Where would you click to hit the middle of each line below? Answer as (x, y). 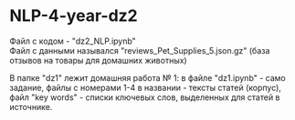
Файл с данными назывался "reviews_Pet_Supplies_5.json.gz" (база (140, 50)
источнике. (31, 106)
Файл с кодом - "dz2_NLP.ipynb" (73, 41)
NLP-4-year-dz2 (74, 16)
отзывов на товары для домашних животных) (98, 60)
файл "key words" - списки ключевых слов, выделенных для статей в (145, 97)
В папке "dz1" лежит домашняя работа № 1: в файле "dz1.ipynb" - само (147, 77)
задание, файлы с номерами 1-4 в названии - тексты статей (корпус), (145, 87)
